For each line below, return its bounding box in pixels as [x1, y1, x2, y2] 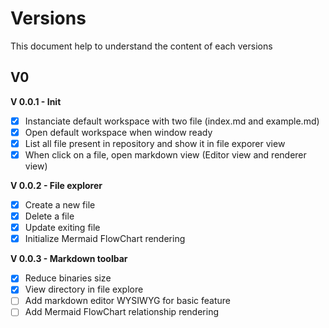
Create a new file [24, 199, 96, 211]
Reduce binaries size [24, 272, 112, 284]
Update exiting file [24, 222, 101, 234]
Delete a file [24, 210, 75, 222]
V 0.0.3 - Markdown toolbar [10, 253, 128, 265]
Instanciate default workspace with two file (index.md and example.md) [24, 115, 320, 127]
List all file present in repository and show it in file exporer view [24, 137, 286, 149]
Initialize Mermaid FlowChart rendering [24, 233, 186, 245]
